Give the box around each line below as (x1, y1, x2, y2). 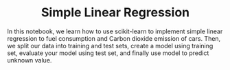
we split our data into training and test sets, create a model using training (7, 41, 214, 50)
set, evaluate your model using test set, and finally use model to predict (7, 49, 209, 57)
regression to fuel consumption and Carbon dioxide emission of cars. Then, (7, 34, 221, 42)
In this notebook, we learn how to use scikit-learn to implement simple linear (7, 27, 223, 35)
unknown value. (7, 56, 52, 64)
